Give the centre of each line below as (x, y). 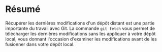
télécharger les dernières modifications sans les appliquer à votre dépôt (80, 33)
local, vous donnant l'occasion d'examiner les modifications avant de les (81, 39)
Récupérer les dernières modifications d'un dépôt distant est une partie (80, 23)
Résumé (23, 9)
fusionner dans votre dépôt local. (40, 44)
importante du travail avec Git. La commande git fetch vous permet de (80, 28)
